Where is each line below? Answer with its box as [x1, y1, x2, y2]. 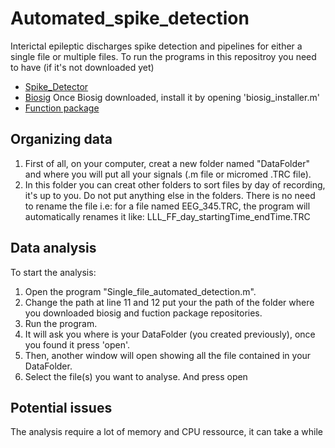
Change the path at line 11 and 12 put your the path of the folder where [24, 296, 315, 308]
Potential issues [10, 399, 113, 416]
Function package [24, 102, 100, 114]
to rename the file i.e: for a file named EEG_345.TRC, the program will [24, 200, 311, 212]
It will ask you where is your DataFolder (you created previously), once [24, 328, 316, 340]
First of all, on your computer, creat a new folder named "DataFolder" [24, 157, 310, 169]
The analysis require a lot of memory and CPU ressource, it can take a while [10, 426, 323, 438]
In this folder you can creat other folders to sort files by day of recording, [24, 178, 326, 191]
